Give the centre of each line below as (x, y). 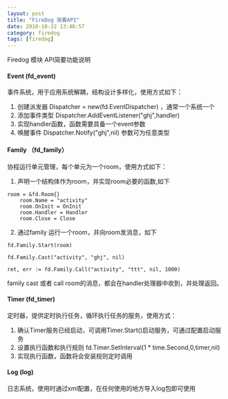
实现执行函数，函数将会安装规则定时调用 (75, 356)
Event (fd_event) (32, 76)
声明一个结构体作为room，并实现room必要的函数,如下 (94, 181)
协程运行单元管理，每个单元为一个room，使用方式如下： (87, 166)
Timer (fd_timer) (31, 299)
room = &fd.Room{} (34, 194)
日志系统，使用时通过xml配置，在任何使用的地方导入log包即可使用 (101, 388)
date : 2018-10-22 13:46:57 (46, 26)
